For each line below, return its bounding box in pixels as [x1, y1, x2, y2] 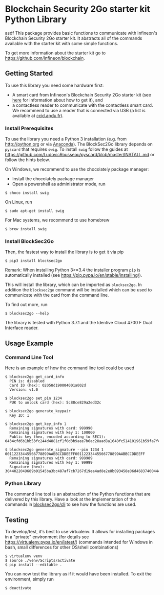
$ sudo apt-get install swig [5, 209, 64, 214]
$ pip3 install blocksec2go [5, 259, 62, 263]
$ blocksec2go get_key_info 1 [5, 422, 67, 427]
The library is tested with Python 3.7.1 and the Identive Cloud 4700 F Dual [5, 320, 152, 326]
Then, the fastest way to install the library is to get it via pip [5, 249, 124, 255]
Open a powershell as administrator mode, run [12, 181, 106, 187]
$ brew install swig [5, 227, 47, 232]
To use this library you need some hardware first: [5, 82, 104, 88]
